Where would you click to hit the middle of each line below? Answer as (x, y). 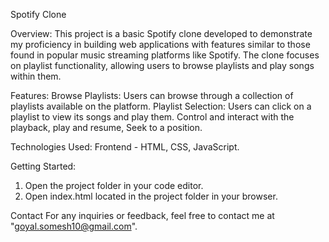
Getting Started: (43, 166)
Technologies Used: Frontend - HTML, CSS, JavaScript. (125, 147)
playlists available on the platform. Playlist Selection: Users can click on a (161, 106)
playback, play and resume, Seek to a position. (106, 127)
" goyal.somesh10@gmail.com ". (74, 226)
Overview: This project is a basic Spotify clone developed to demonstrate (161, 33)
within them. (36, 76)
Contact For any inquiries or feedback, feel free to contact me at (142, 215)
